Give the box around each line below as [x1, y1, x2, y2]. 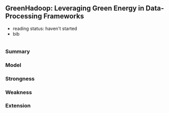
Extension [5, 102, 31, 109]
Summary [5, 48, 31, 55]
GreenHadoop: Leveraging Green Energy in [5, 4, 145, 13]
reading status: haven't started [12, 25, 77, 31]
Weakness [5, 89, 32, 96]
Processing [5, 12, 42, 21]
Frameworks [43, 12, 84, 21]
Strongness [5, 75, 35, 82]
